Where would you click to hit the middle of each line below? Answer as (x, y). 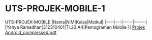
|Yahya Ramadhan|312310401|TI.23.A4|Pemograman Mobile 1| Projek (75, 27)
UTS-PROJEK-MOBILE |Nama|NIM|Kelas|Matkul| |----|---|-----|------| (76, 22)
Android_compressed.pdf (31, 32)
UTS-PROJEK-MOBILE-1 (55, 9)
